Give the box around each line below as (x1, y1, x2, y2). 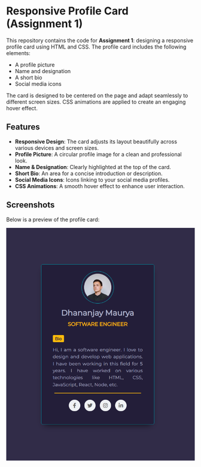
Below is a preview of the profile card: (6, 216, 100, 223)
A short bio (14, 74, 42, 81)
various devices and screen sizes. (14, 144, 99, 151)
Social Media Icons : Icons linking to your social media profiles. (14, 176, 170, 183)
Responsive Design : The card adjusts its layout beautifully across (14, 138, 178, 145)
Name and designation (14, 67, 71, 74)
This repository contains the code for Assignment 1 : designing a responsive (6, 37, 194, 44)
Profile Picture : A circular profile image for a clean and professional (14, 150, 182, 158)
